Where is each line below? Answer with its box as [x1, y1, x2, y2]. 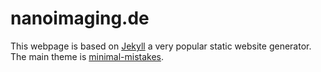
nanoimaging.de [10, 7, 150, 30]
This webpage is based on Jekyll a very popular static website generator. [10, 40, 312, 52]
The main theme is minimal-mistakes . [10, 50, 165, 62]
